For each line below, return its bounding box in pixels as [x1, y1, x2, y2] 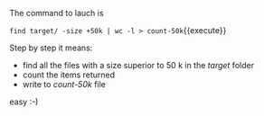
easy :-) [9, 96, 39, 107]
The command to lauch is [9, 8, 104, 18]
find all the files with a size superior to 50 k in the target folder [22, 60, 255, 70]
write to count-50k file [22, 79, 106, 89]
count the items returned [22, 69, 116, 80]
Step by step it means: [9, 42, 93, 53]
